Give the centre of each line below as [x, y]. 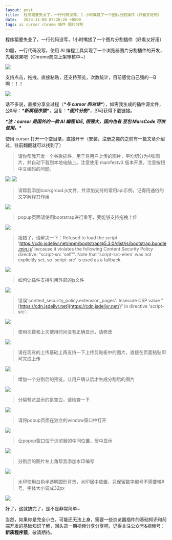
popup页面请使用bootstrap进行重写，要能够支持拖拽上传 [77, 217]
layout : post [19, 10]
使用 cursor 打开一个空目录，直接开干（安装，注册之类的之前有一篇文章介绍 [85, 139]
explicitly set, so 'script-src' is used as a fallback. [70, 260]
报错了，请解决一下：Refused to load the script [68, 238]
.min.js [25, 249]
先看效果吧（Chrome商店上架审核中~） [47, 57]
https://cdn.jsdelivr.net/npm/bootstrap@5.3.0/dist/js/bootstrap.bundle [93, 243]
